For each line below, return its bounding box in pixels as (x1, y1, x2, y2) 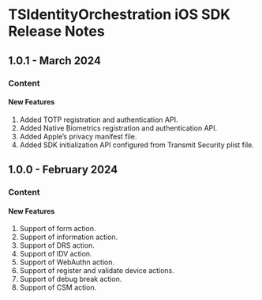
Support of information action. (19, 232, 118, 242)
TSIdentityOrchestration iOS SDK (8, 6, 231, 24)
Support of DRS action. (19, 241, 95, 250)
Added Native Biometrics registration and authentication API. (19, 123, 218, 132)
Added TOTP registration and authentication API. (19, 115, 178, 124)
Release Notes (8, 22, 105, 40)
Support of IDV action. (19, 249, 92, 259)
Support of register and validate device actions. (19, 266, 175, 275)
